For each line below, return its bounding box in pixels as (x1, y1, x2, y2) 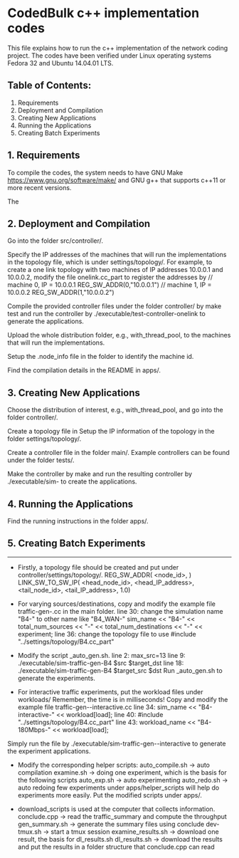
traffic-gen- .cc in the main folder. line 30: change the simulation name (17, 607, 223, 615)
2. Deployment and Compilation (7, 217, 151, 229)
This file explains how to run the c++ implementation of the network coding (7, 43, 228, 52)
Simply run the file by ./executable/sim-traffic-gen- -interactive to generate (7, 739, 226, 748)
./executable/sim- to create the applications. (7, 477, 137, 486)
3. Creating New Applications (7, 387, 141, 399)
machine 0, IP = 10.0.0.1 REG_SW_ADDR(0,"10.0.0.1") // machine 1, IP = (7, 281, 212, 289)
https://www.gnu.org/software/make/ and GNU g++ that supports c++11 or (7, 176, 226, 184)
